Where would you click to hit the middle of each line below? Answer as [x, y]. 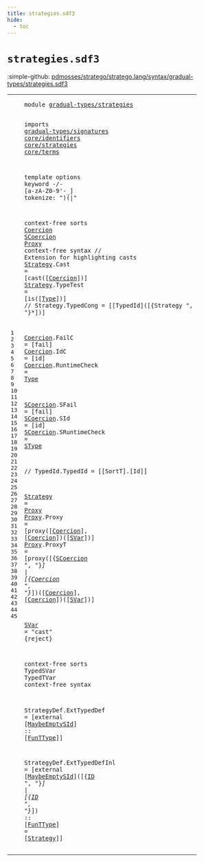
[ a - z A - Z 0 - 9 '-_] [49, 191]
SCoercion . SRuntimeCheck [64, 432]
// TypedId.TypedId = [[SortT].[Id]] [86, 471]
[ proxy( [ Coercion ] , [56, 531]
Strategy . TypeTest [54, 285]
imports [36, 124]
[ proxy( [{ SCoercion [56, 558]
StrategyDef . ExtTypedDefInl [70, 763]
